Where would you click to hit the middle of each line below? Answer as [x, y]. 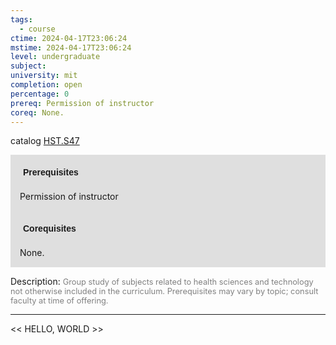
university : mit [44, 76]
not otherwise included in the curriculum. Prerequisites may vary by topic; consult [164, 291]
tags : [21, 19]
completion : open [46, 85]
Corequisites [50, 229]
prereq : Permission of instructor [82, 103]
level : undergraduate [55, 57]
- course [37, 29]
